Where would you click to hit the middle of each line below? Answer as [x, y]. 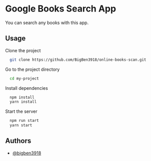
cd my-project [24, 78]
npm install [22, 97]
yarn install [23, 102]
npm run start [24, 121]
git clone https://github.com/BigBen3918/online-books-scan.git [78, 60]
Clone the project [23, 50]
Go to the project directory [32, 69]
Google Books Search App [61, 9]
